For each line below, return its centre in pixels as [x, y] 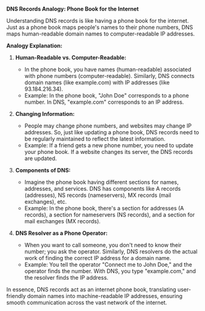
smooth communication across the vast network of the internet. [87, 302]
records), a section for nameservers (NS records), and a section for [110, 215]
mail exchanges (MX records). [63, 221]
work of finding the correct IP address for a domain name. [98, 258]
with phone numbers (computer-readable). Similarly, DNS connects [109, 76]
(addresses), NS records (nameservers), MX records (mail [98, 195]
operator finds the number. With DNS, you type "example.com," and [110, 271]
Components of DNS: [43, 170]
